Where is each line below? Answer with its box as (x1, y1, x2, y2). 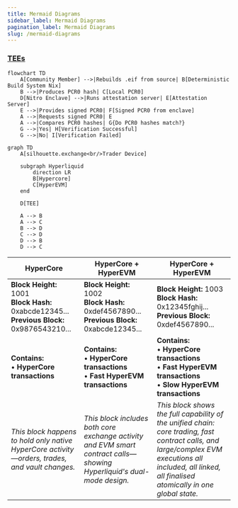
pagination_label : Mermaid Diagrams (7, 23, 115, 30)
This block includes (84, 413, 149, 423)
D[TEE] (20, 200, 40, 207)
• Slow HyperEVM (157, 380, 220, 390)
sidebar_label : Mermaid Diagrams (7, 17, 106, 24)
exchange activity (84, 431, 144, 441)
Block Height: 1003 (157, 284, 224, 294)
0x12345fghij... (157, 302, 209, 312)
